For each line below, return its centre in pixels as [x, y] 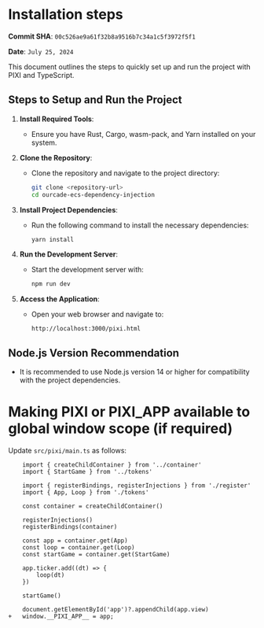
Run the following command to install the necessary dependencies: [140, 225]
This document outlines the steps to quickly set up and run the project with [130, 66]
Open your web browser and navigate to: [97, 314]
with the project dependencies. [70, 380]
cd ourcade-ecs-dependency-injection [93, 194]
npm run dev [51, 284]
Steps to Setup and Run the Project [95, 100]
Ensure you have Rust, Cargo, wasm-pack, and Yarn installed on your [143, 134]
